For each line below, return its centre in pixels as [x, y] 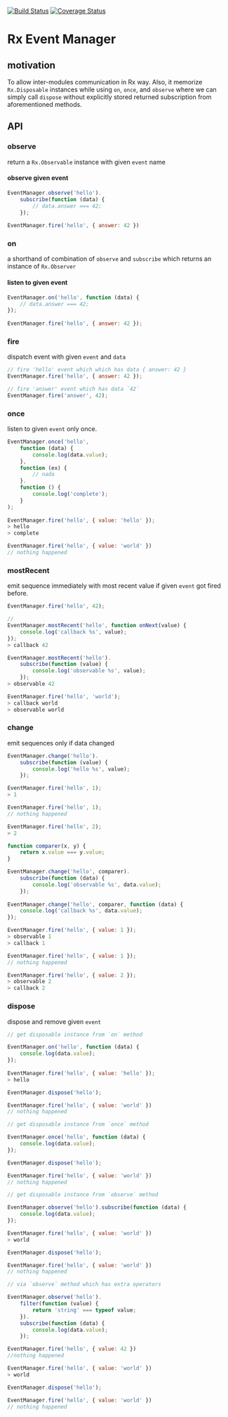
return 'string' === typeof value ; [85, 1310]
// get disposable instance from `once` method [78, 1124]
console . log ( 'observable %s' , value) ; [89, 671]
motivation [32, 65]
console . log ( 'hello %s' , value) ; [81, 769]
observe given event [38, 178]
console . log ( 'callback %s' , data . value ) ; [81, 911]
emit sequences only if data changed [61, 743]
